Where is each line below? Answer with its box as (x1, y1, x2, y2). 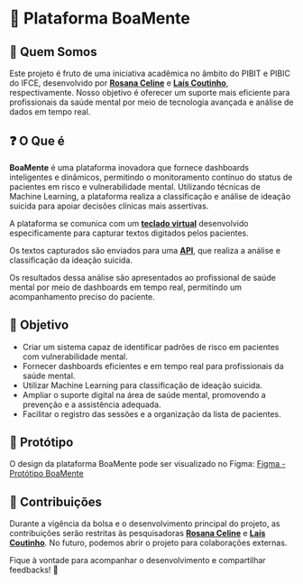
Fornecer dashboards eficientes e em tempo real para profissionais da (22, 360, 284, 371)
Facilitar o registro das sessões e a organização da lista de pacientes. (22, 408, 281, 419)
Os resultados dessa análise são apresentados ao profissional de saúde (9, 272, 277, 283)
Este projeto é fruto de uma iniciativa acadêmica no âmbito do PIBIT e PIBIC (9, 68, 291, 79)
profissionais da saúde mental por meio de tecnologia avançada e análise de (9, 97, 294, 107)
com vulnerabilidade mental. (22, 351, 128, 362)
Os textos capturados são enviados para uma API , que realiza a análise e (9, 245, 281, 255)
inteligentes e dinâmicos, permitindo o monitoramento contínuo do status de (9, 171, 293, 182)
